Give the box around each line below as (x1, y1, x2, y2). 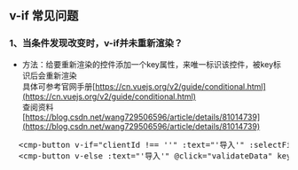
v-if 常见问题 (9, 8, 79, 24)
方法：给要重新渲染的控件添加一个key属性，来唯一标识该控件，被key (21, 58, 274, 69)
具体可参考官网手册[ (21, 81, 96, 91)
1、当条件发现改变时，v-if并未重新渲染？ (9, 37, 184, 50)
